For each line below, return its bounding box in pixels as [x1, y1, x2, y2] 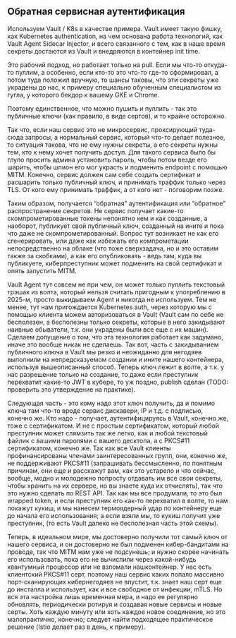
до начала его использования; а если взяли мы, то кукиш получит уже [7, 511, 221, 519]
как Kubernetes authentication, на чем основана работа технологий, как [7, 32, 223, 40]
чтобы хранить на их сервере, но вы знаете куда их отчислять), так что [7, 481, 223, 490]
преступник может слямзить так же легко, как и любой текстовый [7, 428, 208, 437]
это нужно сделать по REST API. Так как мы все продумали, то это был [7, 488, 223, 497]
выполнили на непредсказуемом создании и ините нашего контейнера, [7, 355, 224, 363]
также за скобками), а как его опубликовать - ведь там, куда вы [7, 251, 202, 260]
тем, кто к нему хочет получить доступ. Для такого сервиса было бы [7, 148, 216, 156]
